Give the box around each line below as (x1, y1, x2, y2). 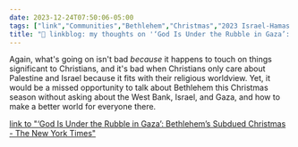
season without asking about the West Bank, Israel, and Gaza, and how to (9, 92, 280, 102)
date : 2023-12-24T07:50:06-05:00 (9, 12, 134, 22)
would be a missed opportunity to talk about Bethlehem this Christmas (9, 82, 268, 94)
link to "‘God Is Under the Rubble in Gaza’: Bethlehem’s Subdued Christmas (9, 118, 286, 129)
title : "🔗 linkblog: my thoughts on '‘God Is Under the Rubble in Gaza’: (9, 29, 291, 38)
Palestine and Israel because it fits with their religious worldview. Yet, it (9, 73, 271, 84)
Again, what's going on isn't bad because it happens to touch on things (9, 54, 273, 65)
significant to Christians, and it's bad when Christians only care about (9, 63, 266, 74)
